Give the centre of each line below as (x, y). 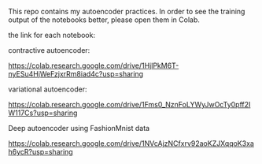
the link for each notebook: (52, 35)
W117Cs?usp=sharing (43, 113)
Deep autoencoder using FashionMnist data (79, 128)
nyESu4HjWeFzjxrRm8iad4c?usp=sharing (76, 74)
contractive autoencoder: (49, 50)
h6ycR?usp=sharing (41, 152)
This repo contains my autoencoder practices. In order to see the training (127, 11)
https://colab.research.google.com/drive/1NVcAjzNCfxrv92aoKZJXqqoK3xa (131, 143)
